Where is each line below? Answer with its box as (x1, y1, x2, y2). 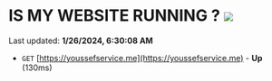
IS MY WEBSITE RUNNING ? (8, 5, 221, 26)
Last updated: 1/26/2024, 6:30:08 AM (8, 35, 153, 46)
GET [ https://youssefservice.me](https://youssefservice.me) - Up (21, 52, 263, 63)
